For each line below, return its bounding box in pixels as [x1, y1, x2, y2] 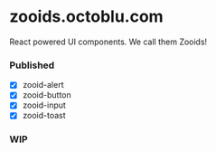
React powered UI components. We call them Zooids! [9, 36, 208, 47]
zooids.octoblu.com [9, 6, 164, 27]
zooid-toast [22, 110, 66, 121]
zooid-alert [22, 80, 64, 90]
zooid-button [22, 90, 72, 100]
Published [9, 59, 55, 71]
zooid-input [22, 100, 66, 110]
